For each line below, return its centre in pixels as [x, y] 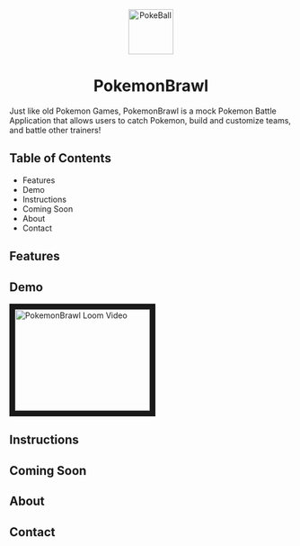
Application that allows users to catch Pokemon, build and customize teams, [150, 120]
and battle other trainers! [55, 130]
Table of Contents [61, 158]
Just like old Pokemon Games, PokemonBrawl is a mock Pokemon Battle [143, 111]
